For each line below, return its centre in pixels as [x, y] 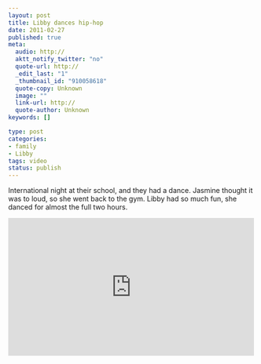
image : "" [31, 96]
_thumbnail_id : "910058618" [61, 81]
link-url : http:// [46, 103]
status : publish [35, 168]
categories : [28, 139]
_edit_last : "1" [42, 74]
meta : [17, 45]
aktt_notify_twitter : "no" [59, 60]
